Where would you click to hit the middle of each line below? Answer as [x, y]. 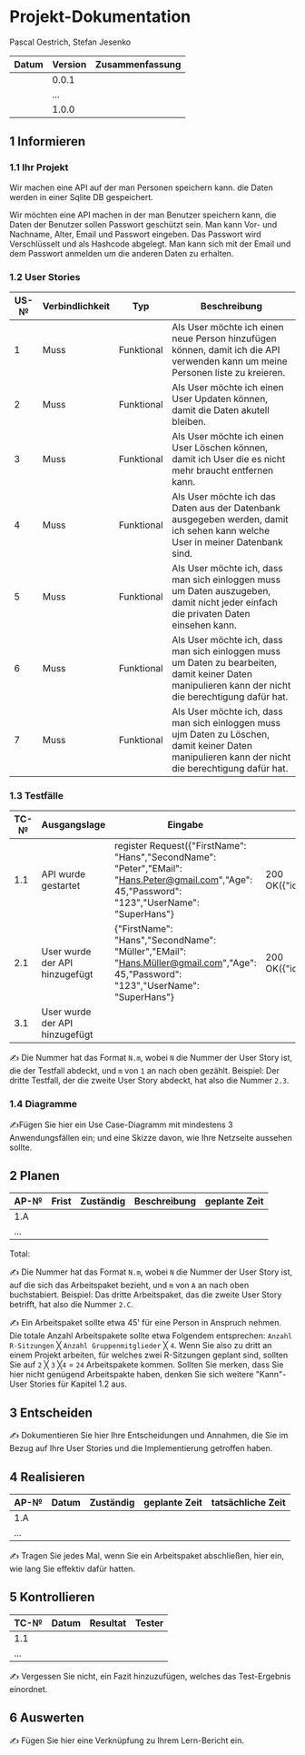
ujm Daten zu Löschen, [221, 734]
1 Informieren [48, 141]
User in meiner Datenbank [227, 541]
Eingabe [186, 825]
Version [69, 64]
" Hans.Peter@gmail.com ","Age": [183, 880]
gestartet [61, 886]
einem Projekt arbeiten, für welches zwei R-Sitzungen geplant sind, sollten [149, 1355]
